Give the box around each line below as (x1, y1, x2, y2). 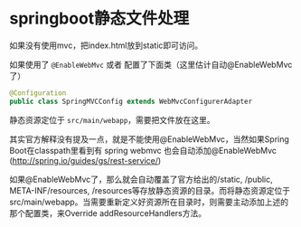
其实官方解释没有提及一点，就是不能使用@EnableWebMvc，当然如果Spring (9, 133, 289, 145)
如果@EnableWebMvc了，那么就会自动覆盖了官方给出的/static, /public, (9, 174, 273, 184)
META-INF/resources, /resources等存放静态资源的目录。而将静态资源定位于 (9, 184, 291, 195)
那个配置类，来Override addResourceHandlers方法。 (9, 207, 206, 218)
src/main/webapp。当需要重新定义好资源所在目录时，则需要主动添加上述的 (9, 196, 289, 207)
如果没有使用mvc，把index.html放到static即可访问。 (9, 40, 203, 51)
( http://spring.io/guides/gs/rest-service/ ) (9, 155, 162, 166)
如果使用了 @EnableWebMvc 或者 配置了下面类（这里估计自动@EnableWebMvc (9, 59, 293, 70)
